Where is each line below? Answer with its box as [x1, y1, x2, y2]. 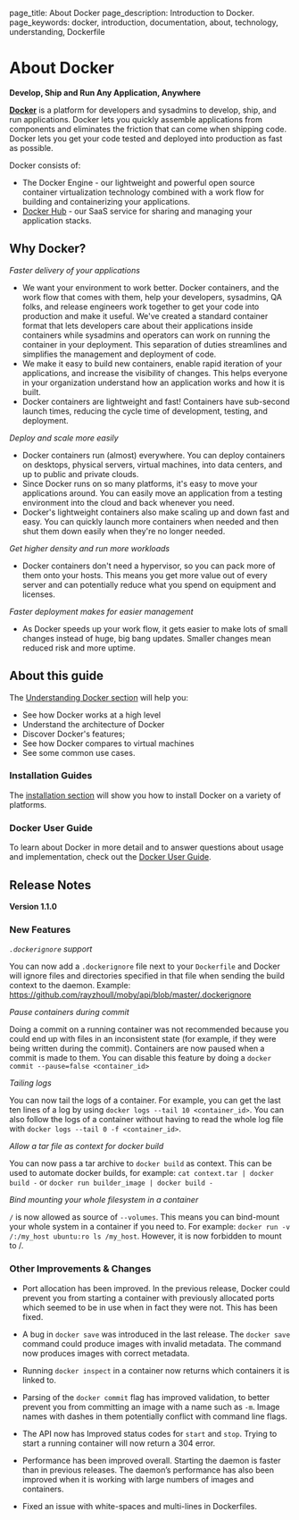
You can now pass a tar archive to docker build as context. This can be [9, 1158, 272, 1169]
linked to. [21, 1374, 56, 1385]
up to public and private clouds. [21, 468, 139, 479]
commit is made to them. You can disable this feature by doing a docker [9, 1053, 272, 1063]
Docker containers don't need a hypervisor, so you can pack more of [21, 560, 276, 571]
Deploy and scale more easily [9, 432, 119, 443]
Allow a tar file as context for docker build [9, 1141, 164, 1152]
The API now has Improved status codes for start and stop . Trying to [21, 1428, 278, 1439]
